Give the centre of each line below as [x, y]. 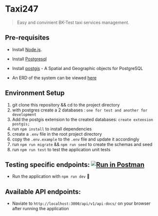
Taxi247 [22, 9]
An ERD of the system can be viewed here [54, 78]
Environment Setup [35, 93]
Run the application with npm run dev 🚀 [51, 177]
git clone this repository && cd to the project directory [66, 105]
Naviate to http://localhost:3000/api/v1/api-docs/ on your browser [81, 203]
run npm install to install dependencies [52, 129]
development [24, 115]
